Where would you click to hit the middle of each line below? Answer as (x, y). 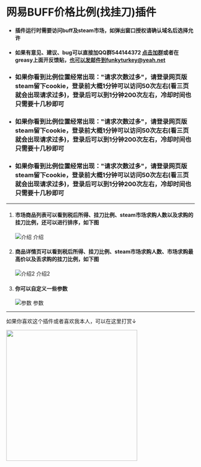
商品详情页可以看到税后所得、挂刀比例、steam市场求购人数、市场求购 (101, 251)
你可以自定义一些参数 (41, 289)
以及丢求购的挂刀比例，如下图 (62, 259)
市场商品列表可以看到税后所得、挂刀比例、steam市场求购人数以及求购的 (104, 215)
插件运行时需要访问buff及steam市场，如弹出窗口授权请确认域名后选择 (101, 30)
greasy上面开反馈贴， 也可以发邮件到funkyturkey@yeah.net (90, 60)
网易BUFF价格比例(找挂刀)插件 (81, 12)
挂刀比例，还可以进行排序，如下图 (57, 223)
